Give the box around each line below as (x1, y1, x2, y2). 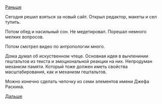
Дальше (5, 94, 22, 99)
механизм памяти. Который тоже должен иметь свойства (5, 64, 128, 69)
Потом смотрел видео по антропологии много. (5, 44, 105, 49)
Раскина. (5, 84, 24, 90)
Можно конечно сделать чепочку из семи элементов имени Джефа (5, 79, 150, 84)
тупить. (5, 19, 21, 25)
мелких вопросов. (5, 34, 44, 40)
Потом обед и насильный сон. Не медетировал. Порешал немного (5, 29, 147, 34)
